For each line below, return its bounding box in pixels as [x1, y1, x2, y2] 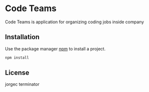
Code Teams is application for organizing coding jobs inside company [5, 19, 144, 25]
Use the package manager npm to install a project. [5, 46, 105, 51]
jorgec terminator [5, 81, 40, 87]
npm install [5, 55, 29, 60]
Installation [5, 33, 40, 41]
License [5, 69, 30, 77]
